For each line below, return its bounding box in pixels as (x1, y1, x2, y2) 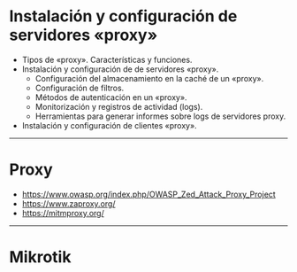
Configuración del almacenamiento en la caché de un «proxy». (34, 73, 264, 83)
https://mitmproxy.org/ (21, 207, 104, 218)
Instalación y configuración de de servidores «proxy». (21, 64, 219, 74)
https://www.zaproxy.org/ (21, 198, 116, 209)
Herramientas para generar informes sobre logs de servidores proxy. (34, 111, 286, 121)
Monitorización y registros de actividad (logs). (34, 101, 203, 112)
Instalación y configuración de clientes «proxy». (21, 120, 197, 130)
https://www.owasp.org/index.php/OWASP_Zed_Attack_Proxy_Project (21, 189, 276, 199)
